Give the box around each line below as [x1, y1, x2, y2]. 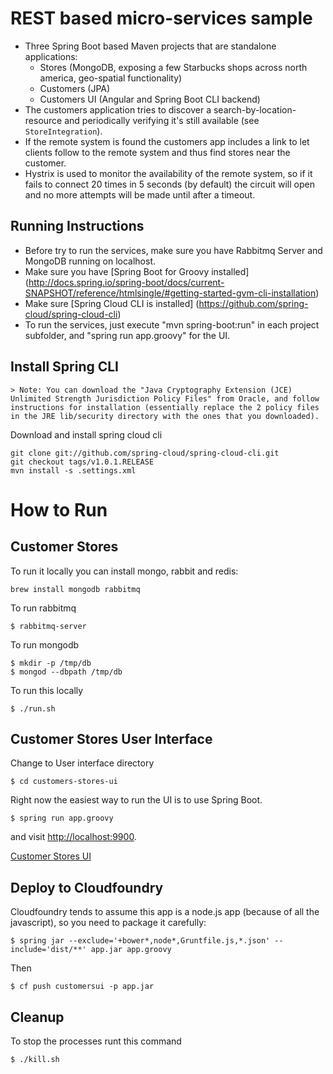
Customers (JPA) [39, 82, 111, 94]
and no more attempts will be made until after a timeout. [24, 188, 256, 201]
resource [24, 114, 63, 126]
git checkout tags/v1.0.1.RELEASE [10, 457, 155, 467]
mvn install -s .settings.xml [10, 465, 137, 476]
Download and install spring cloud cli [10, 428, 163, 441]
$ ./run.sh [10, 703, 56, 714]
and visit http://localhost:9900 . [10, 831, 137, 843]
